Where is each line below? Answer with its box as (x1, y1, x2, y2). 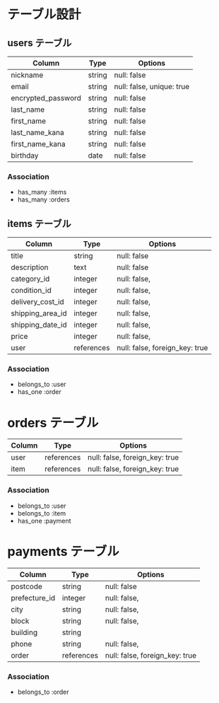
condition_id (11, 286, 52, 296)
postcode (11, 581, 42, 591)
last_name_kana (11, 128, 65, 137)
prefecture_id (11, 593, 56, 603)
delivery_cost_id (11, 297, 65, 307)
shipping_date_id (11, 320, 67, 330)
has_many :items (17, 188, 67, 197)
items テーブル (7, 217, 72, 230)
